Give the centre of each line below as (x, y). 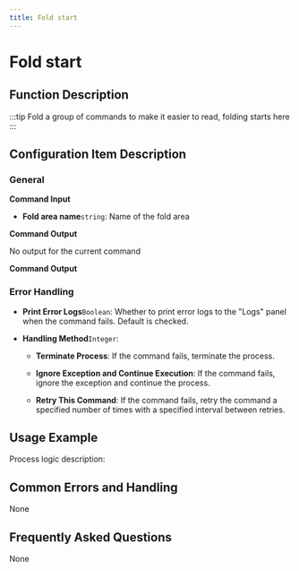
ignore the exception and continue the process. (123, 383)
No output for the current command (75, 251)
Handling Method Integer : (70, 338)
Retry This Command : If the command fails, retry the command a (156, 400)
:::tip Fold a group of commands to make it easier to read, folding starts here (149, 117)
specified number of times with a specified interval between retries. (160, 410)
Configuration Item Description (98, 155)
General (27, 179)
